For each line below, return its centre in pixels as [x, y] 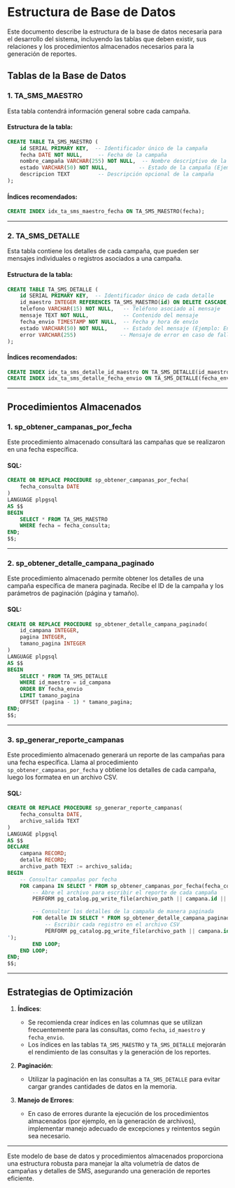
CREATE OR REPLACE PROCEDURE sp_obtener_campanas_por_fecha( [98, 480]
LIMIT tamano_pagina [50, 696]
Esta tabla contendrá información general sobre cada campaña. [99, 111]
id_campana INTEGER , [50, 631]
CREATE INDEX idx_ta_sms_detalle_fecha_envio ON [79, 378]
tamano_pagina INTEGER [53, 644]
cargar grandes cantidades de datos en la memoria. [102, 1086]
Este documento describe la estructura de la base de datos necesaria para [115, 31]
